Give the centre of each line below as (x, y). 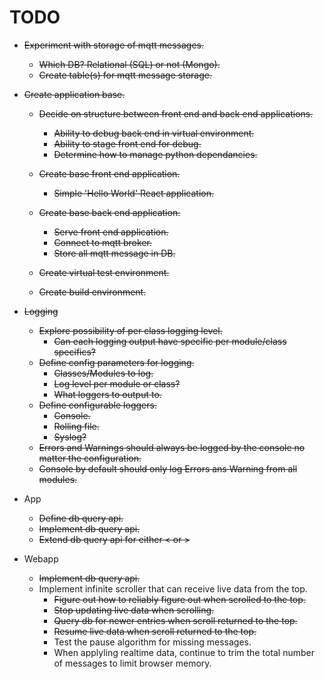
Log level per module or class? (117, 383)
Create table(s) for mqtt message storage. (125, 75)
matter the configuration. (90, 458)
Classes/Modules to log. (103, 373)
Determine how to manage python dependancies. (155, 154)
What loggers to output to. (107, 394)
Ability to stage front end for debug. (127, 143)
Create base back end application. (109, 212)
